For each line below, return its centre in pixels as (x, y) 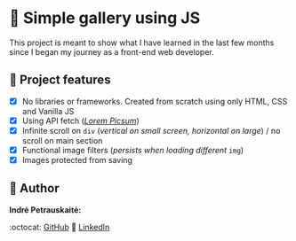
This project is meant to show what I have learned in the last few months (142, 43)
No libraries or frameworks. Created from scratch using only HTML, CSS (155, 101)
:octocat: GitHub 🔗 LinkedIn (60, 227)
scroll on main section (62, 140)
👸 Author (34, 188)
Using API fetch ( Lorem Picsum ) (80, 120)
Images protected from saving (77, 160)
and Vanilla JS (48, 111)
